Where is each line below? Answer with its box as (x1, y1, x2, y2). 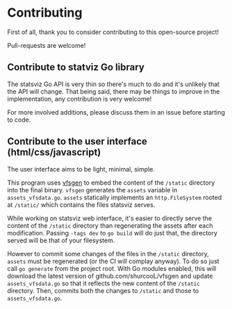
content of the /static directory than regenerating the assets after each (7, 221, 213, 230)
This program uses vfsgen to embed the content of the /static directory (7, 178, 215, 187)
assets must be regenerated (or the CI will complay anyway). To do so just (7, 257, 220, 265)
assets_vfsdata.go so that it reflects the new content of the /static (7, 279, 200, 287)
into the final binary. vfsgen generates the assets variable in (7, 185, 178, 194)
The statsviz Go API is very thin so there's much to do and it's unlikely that (7, 80, 220, 88)
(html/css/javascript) (7, 147, 101, 158)
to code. (7, 115, 31, 124)
